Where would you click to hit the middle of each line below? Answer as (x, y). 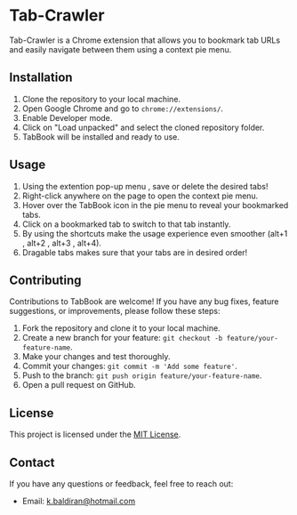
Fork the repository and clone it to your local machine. (121, 328)
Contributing (45, 280)
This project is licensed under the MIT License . (95, 435)
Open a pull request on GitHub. (79, 385)
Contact (32, 462)
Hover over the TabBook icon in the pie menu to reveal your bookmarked (155, 205)
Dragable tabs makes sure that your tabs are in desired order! (135, 252)
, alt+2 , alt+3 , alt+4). (62, 243)
